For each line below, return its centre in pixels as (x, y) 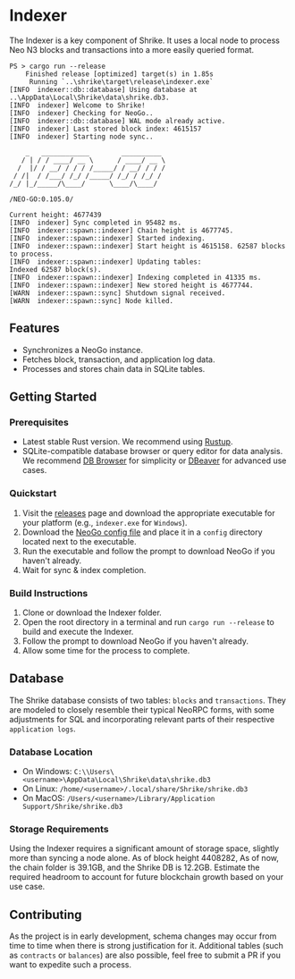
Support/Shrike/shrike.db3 (72, 807)
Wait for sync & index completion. (84, 570)
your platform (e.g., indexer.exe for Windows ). (105, 522)
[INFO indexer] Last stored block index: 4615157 (105, 129)
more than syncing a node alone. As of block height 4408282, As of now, (144, 858)
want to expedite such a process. (71, 965)
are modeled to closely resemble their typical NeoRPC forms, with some (142, 709)
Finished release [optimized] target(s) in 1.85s (120, 74)
